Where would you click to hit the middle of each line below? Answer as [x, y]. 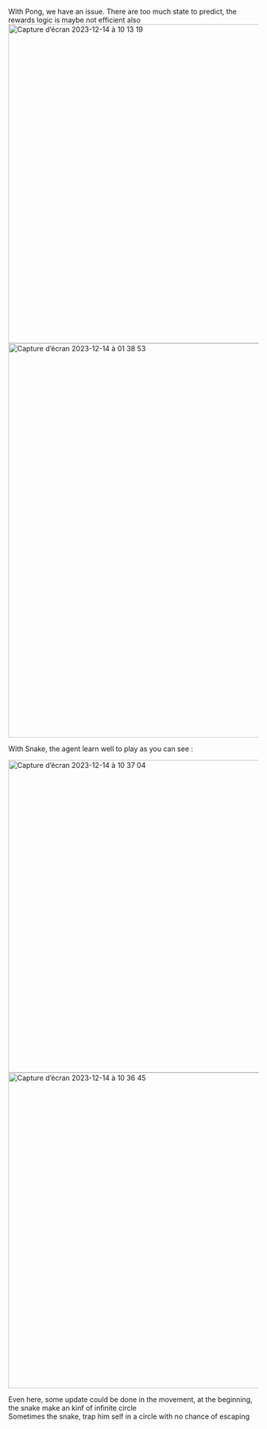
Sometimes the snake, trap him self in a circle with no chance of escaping [129, 1416]
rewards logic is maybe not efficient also [75, 20]
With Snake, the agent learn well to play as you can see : [101, 749]
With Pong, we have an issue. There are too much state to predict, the [122, 12]
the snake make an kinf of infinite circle [73, 1408]
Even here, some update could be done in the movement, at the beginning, [130, 1400]
